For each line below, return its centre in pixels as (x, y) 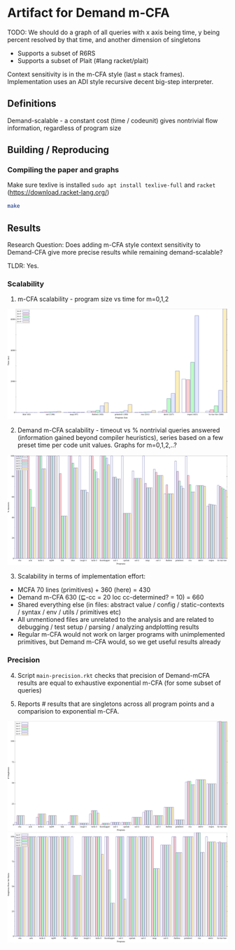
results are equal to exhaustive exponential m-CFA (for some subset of (119, 683)
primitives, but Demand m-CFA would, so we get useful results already (119, 642)
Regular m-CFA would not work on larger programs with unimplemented (121, 634)
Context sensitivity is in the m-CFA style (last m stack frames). (96, 74)
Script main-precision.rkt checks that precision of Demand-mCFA (114, 675)
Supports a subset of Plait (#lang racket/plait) (83, 60)
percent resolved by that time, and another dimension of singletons (104, 39)
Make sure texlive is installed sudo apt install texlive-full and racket (112, 185)
